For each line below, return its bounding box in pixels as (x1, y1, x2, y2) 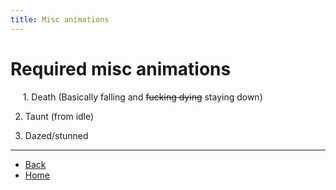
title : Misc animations (10, 14, 110, 25)
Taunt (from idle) (24, 110, 95, 122)
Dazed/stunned (24, 129, 89, 141)
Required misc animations (10, 57, 232, 80)
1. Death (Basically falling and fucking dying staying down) (22, 91, 263, 103)
